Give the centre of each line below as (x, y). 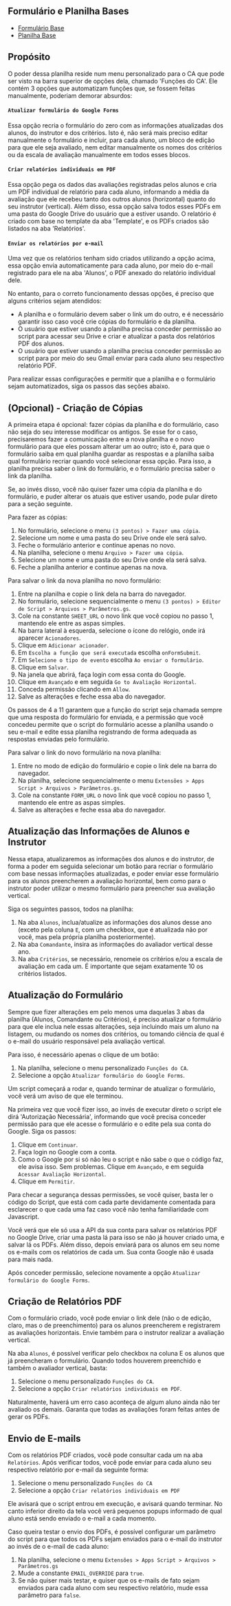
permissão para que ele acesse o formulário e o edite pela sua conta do (110, 1124)
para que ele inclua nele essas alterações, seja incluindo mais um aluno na (113, 1026)
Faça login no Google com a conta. (67, 1152)
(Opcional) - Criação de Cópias (75, 408)
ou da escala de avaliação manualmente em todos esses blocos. (99, 154)
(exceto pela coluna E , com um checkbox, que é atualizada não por (113, 930)
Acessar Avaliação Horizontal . (62, 1174)
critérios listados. (42, 973)
